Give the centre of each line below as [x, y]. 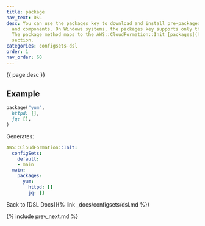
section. [23, 40]
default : [28, 159]
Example [23, 94]
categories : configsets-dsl [42, 46]
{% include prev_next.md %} [42, 216]
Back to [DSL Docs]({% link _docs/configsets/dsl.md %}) [78, 204]
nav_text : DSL [24, 18]
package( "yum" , [26, 108]
